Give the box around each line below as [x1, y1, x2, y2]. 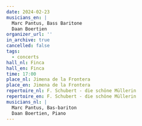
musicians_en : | [6, 15, 47, 21]
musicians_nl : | [6, 99, 47, 105]
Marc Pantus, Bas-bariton [11, 104, 77, 111]
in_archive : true [6, 37, 50, 43]
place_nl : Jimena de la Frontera [6, 76, 91, 82]
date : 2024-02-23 [6, 8, 50, 15]
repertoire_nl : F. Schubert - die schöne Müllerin [6, 88, 137, 94]
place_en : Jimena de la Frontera [6, 82, 91, 88]
